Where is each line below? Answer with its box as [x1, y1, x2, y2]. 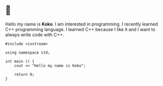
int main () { [5, 58, 35, 64]
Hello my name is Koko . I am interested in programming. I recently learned [5, 21, 158, 27]
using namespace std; [5, 50, 50, 55]
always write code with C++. [5, 31, 64, 37]
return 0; [14, 72, 35, 77]
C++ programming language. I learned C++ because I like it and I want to [5, 26, 156, 32]
